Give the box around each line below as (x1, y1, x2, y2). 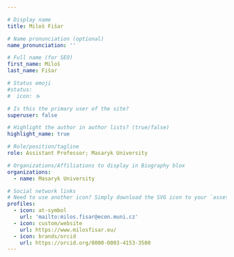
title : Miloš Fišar (7, 22, 64, 30)
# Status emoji (7, 80, 52, 87)
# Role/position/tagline (7, 143, 79, 150)
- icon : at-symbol (13, 207, 68, 214)
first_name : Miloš (7, 60, 61, 68)
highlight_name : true (7, 131, 70, 138)
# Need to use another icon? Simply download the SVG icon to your (7, 194, 208, 201)
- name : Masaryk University (13, 175, 95, 182)
